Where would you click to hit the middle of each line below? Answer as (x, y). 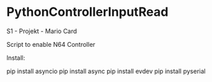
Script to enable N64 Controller (51, 44)
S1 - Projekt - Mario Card (42, 31)
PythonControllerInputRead (87, 12)
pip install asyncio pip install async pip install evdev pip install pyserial (106, 71)
